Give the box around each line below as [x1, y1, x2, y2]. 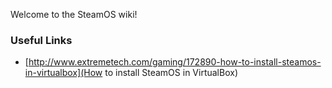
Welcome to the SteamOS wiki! [10, 9, 138, 20]
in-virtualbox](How [24, 67, 103, 79]
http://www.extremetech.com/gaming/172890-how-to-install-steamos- [28, 56, 322, 68]
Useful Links [10, 33, 73, 47]
